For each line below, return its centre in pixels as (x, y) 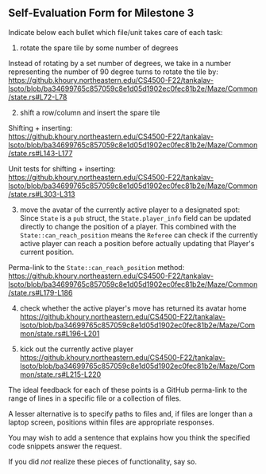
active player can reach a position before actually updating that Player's (137, 243)
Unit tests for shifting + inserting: (62, 168)
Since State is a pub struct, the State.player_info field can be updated (135, 217)
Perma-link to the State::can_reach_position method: (96, 267)
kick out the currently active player (76, 349)
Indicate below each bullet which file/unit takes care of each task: (116, 32)
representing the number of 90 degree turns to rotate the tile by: (113, 72)
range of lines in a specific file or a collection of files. (94, 398)
